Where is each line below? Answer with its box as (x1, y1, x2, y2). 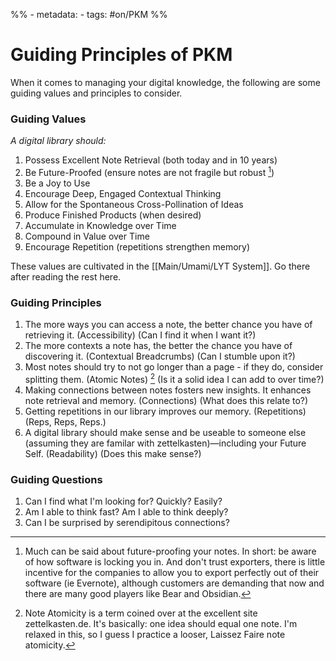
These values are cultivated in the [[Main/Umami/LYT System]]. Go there (10, 260, 311, 272)
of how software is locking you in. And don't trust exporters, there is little (24, 556, 326, 568)
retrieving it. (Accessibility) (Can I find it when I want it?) (24, 329, 257, 341)
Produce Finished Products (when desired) (24, 209, 202, 221)
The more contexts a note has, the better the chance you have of (24, 340, 293, 352)
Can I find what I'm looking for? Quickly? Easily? (24, 495, 223, 508)
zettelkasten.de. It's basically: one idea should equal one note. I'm (24, 618, 298, 630)
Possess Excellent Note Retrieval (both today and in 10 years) (24, 154, 278, 166)
